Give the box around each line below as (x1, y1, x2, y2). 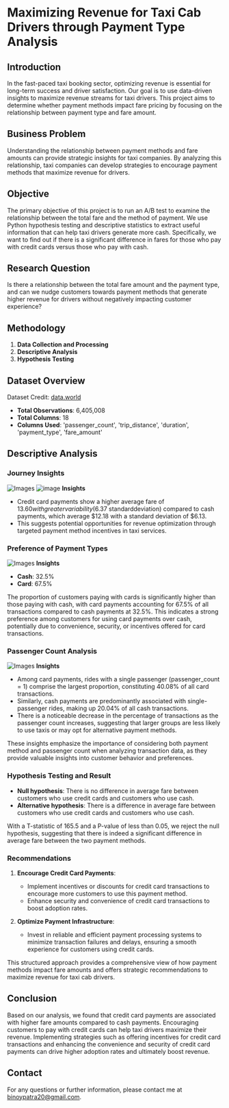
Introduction (7, 61, 62, 73)
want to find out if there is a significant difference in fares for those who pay (7, 235, 221, 244)
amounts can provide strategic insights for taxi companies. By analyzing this (7, 153, 222, 162)
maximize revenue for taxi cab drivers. (7, 972, 115, 981)
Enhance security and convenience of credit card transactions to (27, 896, 210, 905)
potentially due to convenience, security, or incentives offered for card (7, 622, 206, 631)
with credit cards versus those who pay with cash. (7, 242, 149, 251)
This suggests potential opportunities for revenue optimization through (16, 519, 217, 527)
